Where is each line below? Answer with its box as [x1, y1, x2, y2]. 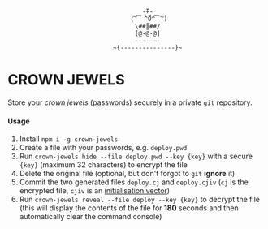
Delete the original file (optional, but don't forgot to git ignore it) [19, 169, 236, 179]
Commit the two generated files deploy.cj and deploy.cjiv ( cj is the [19, 177, 249, 187]
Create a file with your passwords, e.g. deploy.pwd [19, 143, 188, 153]
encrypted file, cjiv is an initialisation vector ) [19, 186, 171, 196]
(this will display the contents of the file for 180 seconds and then [19, 203, 239, 213]
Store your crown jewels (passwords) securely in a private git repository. [7, 97, 253, 107]
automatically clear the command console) [19, 212, 162, 222]
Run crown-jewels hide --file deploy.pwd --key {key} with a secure [19, 151, 253, 162]
